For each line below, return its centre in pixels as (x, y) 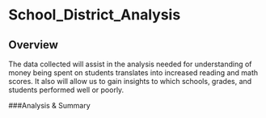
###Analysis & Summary (49, 105)
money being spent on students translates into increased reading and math (133, 73)
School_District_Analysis (95, 15)
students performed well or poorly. (66, 90)
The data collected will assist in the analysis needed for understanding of (130, 64)
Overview (34, 45)
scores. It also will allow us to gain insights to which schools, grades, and (130, 81)
